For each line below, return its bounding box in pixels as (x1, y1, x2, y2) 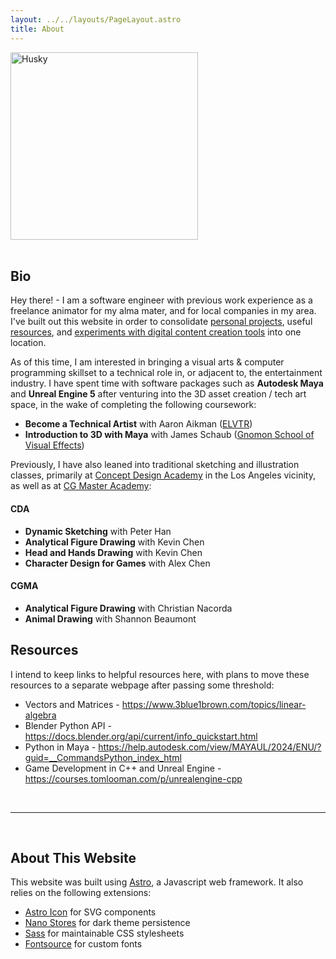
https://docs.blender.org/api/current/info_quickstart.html (24, 730, 258, 742)
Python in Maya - (24, 741, 97, 753)
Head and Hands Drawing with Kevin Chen (24, 546, 203, 558)
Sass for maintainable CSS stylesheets (24, 927, 185, 940)
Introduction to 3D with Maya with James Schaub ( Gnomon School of (24, 429, 315, 441)
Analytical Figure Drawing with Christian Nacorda (24, 602, 233, 614)
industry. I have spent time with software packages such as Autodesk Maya (10, 377, 324, 390)
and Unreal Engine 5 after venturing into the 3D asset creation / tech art (10, 388, 307, 400)
